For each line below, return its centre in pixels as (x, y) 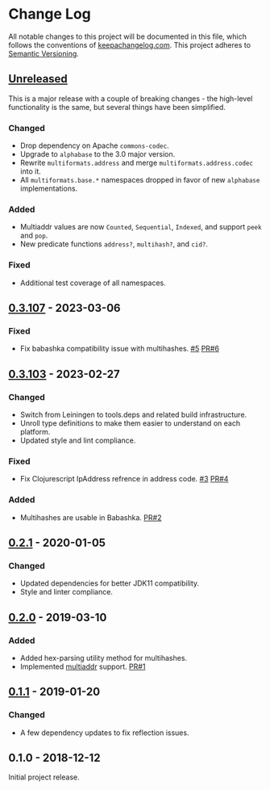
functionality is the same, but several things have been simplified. (117, 107)
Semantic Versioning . (44, 53)
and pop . (34, 236)
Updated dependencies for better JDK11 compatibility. (110, 583)
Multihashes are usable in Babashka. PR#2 (91, 517)
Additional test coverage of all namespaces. (93, 283)
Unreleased (38, 79)
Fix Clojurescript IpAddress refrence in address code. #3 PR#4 (124, 479)
